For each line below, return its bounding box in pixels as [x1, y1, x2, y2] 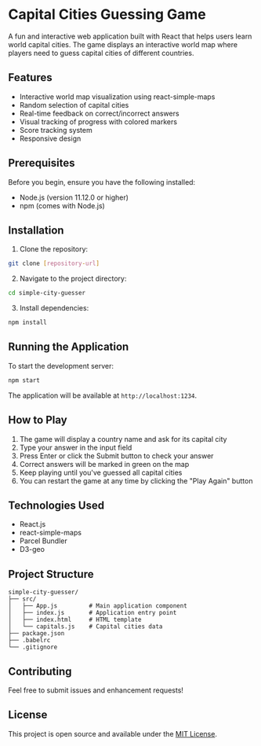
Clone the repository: [19, 244, 89, 254]
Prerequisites [8, 156, 75, 170]
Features [8, 71, 53, 84]
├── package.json [8, 630, 65, 638]
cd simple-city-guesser [8, 289, 86, 297]
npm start [8, 376, 41, 384]
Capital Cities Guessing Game [8, 6, 206, 24]
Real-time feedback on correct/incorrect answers [19, 108, 179, 118]
